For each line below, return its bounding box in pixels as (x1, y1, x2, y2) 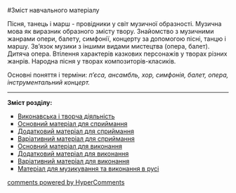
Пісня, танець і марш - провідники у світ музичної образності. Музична (7, 20, 222, 27)
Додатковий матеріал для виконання (17, 149, 129, 158)
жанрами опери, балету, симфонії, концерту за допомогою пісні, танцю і (7, 35, 226, 43)
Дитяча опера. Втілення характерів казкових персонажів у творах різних (7, 49, 228, 58)
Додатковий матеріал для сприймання (17, 127, 135, 135)
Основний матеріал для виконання (17, 142, 123, 150)
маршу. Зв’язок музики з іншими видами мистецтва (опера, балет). (7, 42, 210, 50)
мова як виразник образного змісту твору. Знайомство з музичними (7, 27, 214, 35)
